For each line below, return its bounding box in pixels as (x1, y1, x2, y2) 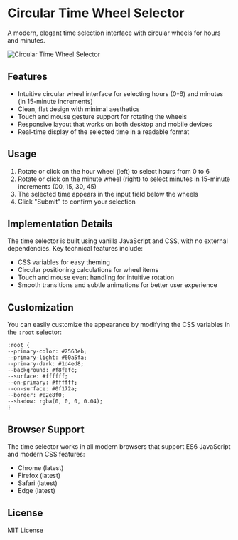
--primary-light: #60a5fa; (7, 354, 87, 361)
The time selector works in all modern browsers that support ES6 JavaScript (7, 442, 231, 450)
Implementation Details (7, 217, 113, 229)
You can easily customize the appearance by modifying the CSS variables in (7, 321, 231, 329)
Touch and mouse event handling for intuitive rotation (17, 273, 175, 282)
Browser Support (7, 423, 85, 435)
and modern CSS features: (7, 450, 85, 458)
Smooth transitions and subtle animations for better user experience (17, 281, 218, 289)
